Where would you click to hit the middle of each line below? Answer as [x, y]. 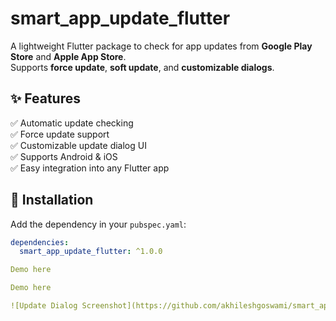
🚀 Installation [52, 200]
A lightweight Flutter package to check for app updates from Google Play [161, 46]
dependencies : [40, 242]
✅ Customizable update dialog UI [78, 145]
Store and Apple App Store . [68, 56]
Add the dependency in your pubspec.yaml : [98, 224]
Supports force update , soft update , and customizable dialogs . [142, 67]
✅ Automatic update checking [72, 123]
